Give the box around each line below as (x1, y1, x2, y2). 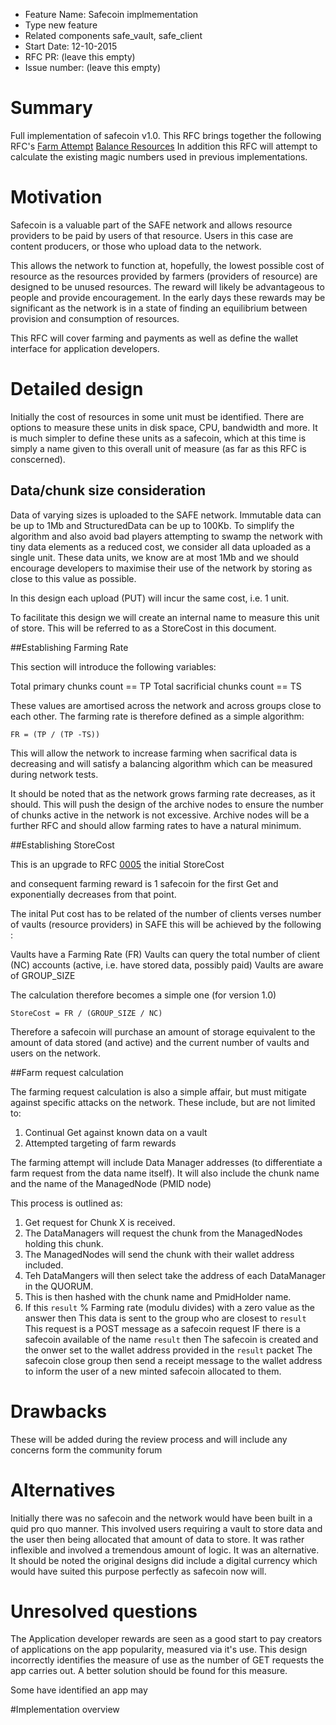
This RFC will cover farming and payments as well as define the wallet (10, 332, 299, 344)
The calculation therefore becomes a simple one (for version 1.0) (10, 989, 277, 1001)
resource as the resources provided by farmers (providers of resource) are (10, 270, 318, 282)
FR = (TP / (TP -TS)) (10, 729, 101, 739)
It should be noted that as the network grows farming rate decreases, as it (10, 787, 316, 799)
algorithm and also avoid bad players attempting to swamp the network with (10, 530, 323, 542)
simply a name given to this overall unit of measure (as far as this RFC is (10, 442, 307, 454)
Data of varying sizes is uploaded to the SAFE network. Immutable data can (10, 509, 322, 521)
